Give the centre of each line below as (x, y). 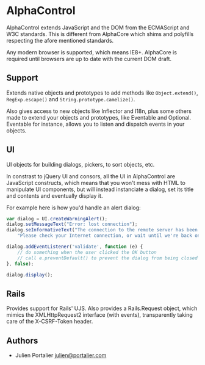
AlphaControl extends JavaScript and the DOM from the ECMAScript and (98, 27)
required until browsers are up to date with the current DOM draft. (89, 59)
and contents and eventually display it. (55, 195)
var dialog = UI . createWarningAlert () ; (57, 219)
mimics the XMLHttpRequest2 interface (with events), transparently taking (100, 315)
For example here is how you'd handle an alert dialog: (74, 208)
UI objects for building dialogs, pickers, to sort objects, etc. (81, 164)
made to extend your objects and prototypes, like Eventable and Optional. (99, 117)
